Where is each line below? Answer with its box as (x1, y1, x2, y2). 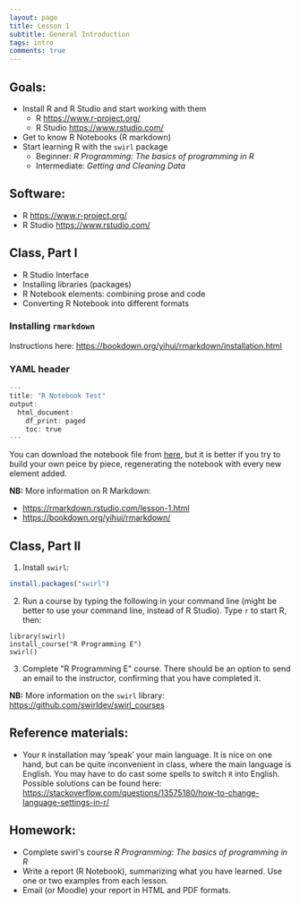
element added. (9, 468, 67, 479)
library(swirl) (9, 632, 66, 641)
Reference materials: (9, 726, 129, 741)
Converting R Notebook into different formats (21, 297, 190, 309)
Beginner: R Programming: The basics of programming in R (35, 150, 254, 161)
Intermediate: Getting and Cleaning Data (35, 160, 186, 171)
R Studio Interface (21, 269, 90, 280)
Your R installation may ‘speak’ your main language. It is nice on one (21, 749, 273, 760)
